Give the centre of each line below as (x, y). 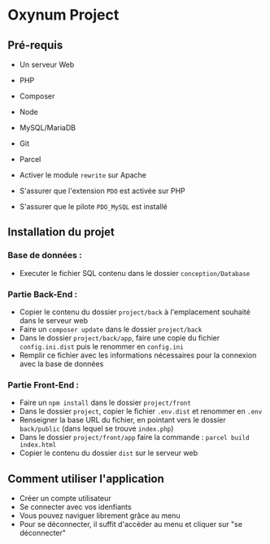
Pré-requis (35, 45)
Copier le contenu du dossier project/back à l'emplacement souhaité (135, 312)
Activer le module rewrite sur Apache (83, 175)
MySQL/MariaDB (48, 127)
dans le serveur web (54, 320)
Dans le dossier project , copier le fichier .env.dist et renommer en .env (141, 411)
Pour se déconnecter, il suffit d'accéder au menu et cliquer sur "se (131, 524)
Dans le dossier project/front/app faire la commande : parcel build (134, 437)
